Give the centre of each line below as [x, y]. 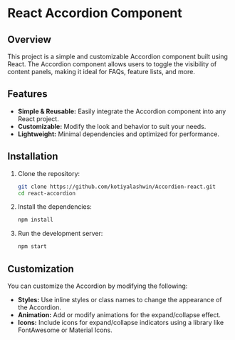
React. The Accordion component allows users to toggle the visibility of [112, 64]
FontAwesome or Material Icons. [65, 330]
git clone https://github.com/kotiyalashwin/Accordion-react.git [116, 187]
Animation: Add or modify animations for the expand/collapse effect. [119, 314]
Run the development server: [60, 234]
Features [27, 94]
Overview [30, 40]
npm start [32, 247]
